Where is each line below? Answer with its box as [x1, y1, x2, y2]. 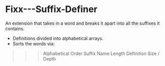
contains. [5, 25, 25, 31]
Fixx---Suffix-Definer [5, 4, 97, 15]
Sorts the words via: [12, 40, 55, 46]
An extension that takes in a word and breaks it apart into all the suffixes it [5, 20, 160, 26]
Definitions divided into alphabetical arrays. [12, 35, 104, 41]
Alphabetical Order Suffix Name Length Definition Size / [43, 50, 160, 56]
